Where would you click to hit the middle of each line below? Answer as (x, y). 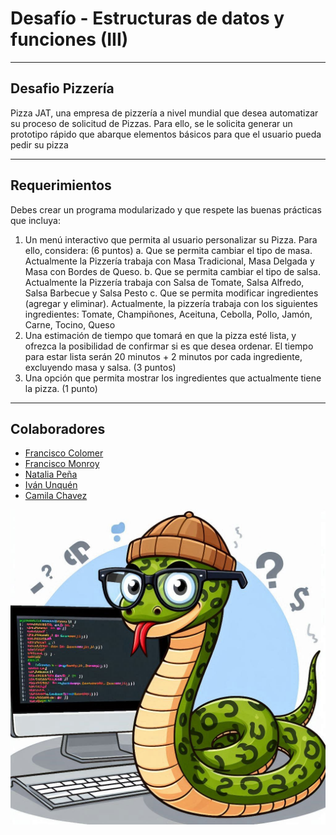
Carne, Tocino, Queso (70, 324)
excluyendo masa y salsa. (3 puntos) (100, 367)
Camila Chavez (56, 496)
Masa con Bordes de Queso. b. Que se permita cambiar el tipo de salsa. (173, 271)
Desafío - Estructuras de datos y (147, 18)
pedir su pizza (39, 144)
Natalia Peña (51, 474)
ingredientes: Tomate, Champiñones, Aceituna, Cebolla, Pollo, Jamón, (168, 314)
